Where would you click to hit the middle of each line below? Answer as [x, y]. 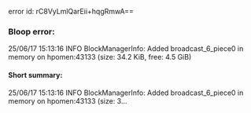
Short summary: [35, 75]
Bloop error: [31, 31]
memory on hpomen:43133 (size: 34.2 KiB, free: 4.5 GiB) [100, 57]
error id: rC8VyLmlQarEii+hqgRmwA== [71, 11]
